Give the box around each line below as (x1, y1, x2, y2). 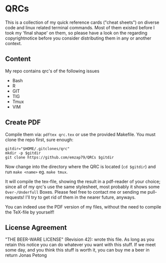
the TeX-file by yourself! (5, 209, 55, 215)
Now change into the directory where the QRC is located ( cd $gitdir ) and (5, 163, 156, 169)
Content (5, 55, 31, 63)
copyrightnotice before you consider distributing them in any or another (5, 35, 152, 41)
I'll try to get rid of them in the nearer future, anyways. (25, 194, 136, 200)
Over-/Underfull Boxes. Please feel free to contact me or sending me (5, 189, 147, 195)
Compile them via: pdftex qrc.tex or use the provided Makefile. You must (5, 131, 156, 137)
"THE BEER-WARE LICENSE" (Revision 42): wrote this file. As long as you (5, 236, 155, 243)
